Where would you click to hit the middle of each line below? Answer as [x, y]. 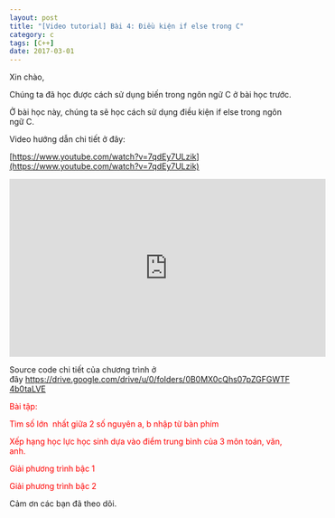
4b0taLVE [28, 389]
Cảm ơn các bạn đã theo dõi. [63, 504]
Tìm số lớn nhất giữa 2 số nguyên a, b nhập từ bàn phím [114, 424]
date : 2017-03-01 [42, 52]
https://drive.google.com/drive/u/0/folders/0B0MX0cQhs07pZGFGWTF [158, 380]
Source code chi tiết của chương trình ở [83, 370]
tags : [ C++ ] [32, 43]
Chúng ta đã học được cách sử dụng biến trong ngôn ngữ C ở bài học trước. [150, 95]
